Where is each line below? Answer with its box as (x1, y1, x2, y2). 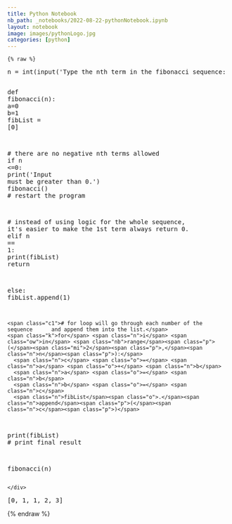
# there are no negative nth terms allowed (7, 150, 160, 158)
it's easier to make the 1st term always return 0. (7, 225, 190, 233)
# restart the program (7, 192, 86, 200)
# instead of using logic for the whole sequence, (7, 218, 186, 226)
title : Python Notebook (7, 10, 77, 18)
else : (7, 287, 27, 295)
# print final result (7, 438, 82, 447)
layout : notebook (7, 23, 58, 30)
